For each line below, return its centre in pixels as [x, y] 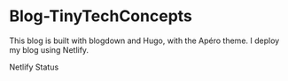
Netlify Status [34, 67]
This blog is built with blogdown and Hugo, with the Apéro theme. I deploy [144, 40]
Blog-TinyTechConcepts [101, 16]
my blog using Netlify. [49, 49]
